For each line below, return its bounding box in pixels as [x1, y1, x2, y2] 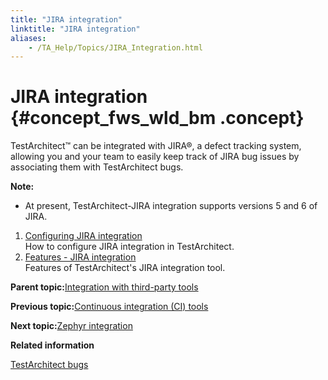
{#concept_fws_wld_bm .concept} [10, 107, 305, 130]
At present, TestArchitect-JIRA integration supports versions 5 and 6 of [24, 200, 318, 212]
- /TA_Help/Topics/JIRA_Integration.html [28, 42, 203, 53]
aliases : [10, 33, 47, 43]
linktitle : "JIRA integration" [10, 24, 141, 34]
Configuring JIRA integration [24, 230, 143, 242]
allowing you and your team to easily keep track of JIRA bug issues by [10, 151, 300, 163]
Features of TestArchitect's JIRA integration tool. [24, 262, 226, 274]
